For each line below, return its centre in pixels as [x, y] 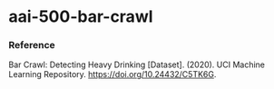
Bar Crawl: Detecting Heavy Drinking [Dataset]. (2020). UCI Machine [137, 64]
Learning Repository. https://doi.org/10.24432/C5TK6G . [113, 74]
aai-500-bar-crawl [81, 17]
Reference [32, 45]
